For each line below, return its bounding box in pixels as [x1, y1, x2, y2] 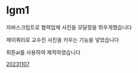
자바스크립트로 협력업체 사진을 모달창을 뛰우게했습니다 [6, 24, 132, 31]
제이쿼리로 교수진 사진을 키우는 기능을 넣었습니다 [6, 36, 120, 43]
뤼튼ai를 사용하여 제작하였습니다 [6, 48, 81, 56]
